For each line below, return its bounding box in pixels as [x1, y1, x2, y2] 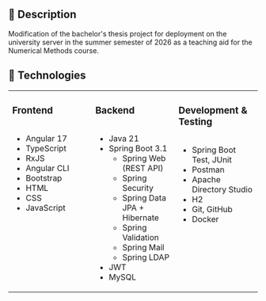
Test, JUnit [192, 154, 232, 165]
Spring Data [122, 192, 166, 203]
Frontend [12, 104, 54, 116]
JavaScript [25, 202, 66, 213]
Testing [178, 116, 213, 128]
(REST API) [122, 162, 164, 173]
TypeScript [25, 143, 67, 154]
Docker [192, 213, 219, 224]
